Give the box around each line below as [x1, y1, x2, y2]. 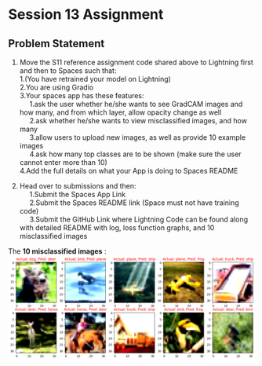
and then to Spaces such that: [19, 66, 117, 75]
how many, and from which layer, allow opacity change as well [19, 108, 222, 117]
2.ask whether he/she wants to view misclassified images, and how [29, 116, 247, 125]
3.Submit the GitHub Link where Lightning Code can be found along [29, 214, 249, 224]
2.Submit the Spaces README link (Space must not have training [29, 198, 239, 207]
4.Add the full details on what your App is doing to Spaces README [19, 167, 238, 175]
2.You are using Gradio [19, 82, 94, 92]
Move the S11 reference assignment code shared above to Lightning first [19, 57, 253, 67]
